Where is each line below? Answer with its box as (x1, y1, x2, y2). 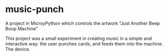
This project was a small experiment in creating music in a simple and (5, 35, 152, 41)
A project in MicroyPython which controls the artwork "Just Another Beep (5, 20, 160, 26)
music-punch (5, 4, 64, 15)
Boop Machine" (5, 25, 38, 31)
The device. (5, 46, 31, 52)
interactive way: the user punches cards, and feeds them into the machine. (5, 40, 163, 46)
